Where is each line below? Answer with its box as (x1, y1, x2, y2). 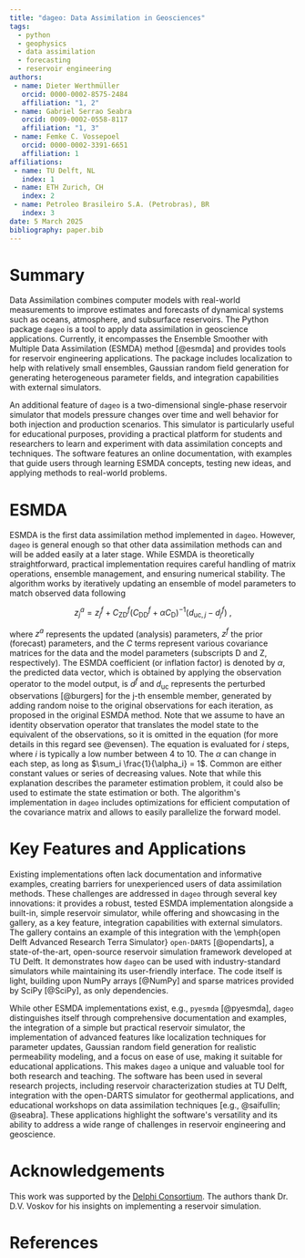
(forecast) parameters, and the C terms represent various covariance (9, 638, 269, 649)
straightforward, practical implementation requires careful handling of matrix (9, 558, 296, 570)
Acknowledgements (9, 1160, 166, 1181)
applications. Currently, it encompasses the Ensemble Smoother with (9, 334, 269, 345)
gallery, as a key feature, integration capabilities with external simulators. (9, 917, 283, 928)
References (9, 1232, 98, 1253)
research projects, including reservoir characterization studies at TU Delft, (9, 1080, 288, 1091)
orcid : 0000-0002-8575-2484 (21, 89, 128, 99)
